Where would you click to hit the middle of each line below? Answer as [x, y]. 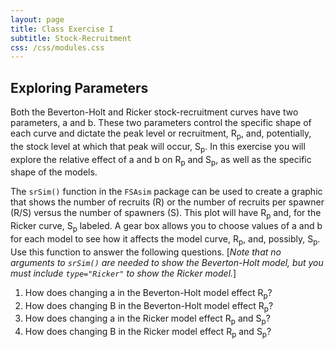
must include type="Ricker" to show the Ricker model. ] [123, 273]
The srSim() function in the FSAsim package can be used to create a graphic [166, 192]
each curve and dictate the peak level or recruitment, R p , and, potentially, [161, 134]
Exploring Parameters [79, 87]
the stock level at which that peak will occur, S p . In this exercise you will [158, 147]
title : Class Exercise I [62, 29]
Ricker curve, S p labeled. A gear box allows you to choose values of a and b [166, 227]
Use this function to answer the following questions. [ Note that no [146, 252]
